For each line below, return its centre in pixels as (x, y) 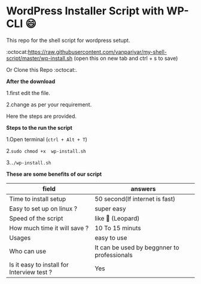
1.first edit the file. (28, 93)
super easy (110, 209)
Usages (20, 237)
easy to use (111, 237)
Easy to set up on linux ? (43, 209)
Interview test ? (31, 272)
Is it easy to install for (39, 264)
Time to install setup (38, 199)
